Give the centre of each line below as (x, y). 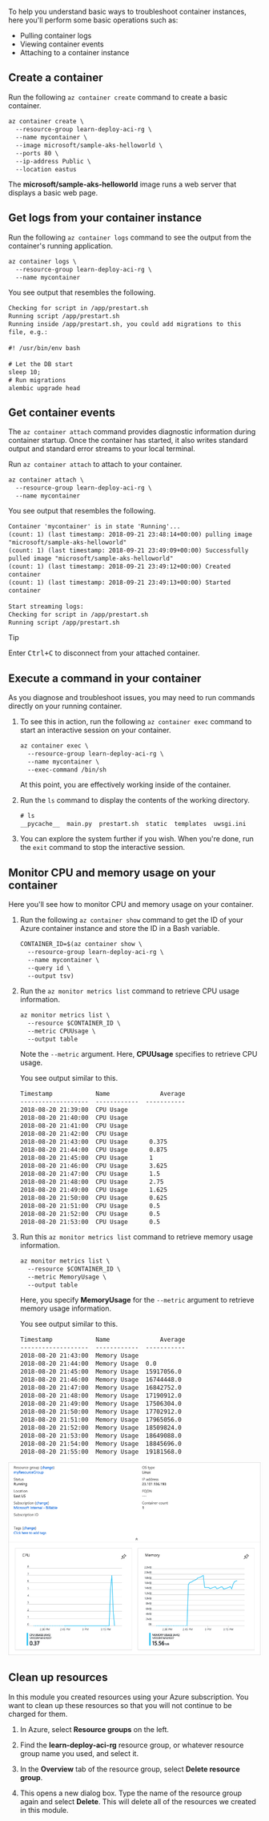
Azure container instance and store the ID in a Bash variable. (120, 929)
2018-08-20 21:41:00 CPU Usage (74, 1126)
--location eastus (46, 169)
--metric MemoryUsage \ (67, 1277)
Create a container (56, 78)
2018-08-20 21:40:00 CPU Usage (74, 1118)
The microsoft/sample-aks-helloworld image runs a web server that (122, 184)
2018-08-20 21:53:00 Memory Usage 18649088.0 (100, 1436)
